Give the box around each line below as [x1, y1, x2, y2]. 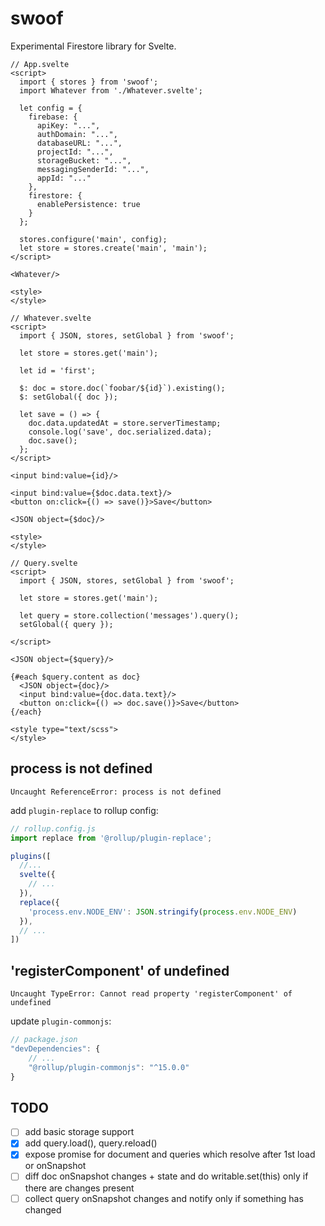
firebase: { [28, 112, 78, 122]
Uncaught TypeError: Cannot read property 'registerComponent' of [10, 989, 293, 999]
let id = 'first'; [19, 365, 97, 376]
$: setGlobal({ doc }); [19, 392, 118, 402]
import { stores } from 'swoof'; [19, 77, 159, 87]
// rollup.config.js [10, 823, 97, 834]
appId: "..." [36, 173, 92, 183]
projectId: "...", [36, 147, 114, 157]
